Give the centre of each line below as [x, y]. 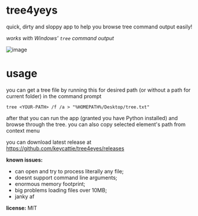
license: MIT [22, 208]
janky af [24, 196]
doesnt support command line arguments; [66, 178]
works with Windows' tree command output [60, 38]
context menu [23, 130]
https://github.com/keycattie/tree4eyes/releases [65, 148]
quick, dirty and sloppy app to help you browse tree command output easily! [99, 27]
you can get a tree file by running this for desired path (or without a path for [98, 90]
